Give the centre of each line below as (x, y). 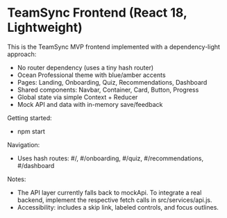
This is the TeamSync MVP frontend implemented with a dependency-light (114, 47)
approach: (22, 54)
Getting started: (30, 118)
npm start (31, 131)
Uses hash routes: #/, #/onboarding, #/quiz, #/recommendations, (110, 158)
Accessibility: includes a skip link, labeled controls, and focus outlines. (118, 207)
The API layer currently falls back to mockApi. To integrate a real (109, 192)
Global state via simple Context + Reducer (77, 97)
